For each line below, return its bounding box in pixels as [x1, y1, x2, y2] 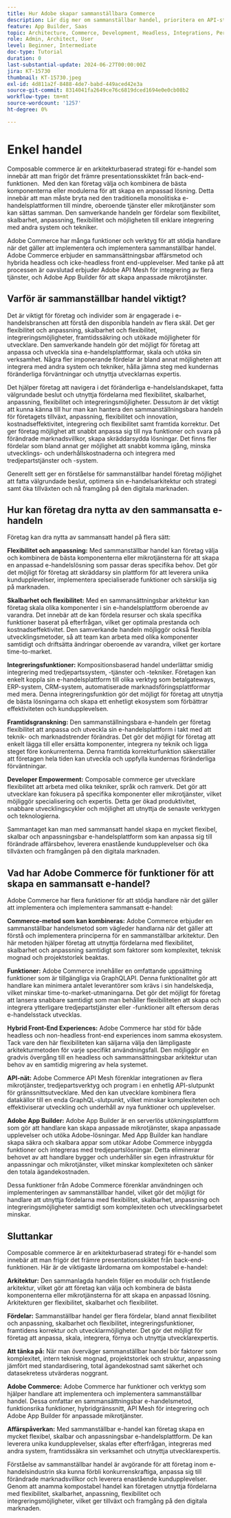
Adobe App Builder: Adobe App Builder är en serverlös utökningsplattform [7, 1117, 219, 1125]
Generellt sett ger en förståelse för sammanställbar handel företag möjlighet [7, 470, 222, 478]
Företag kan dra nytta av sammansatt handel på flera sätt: [7, 533, 170, 541]
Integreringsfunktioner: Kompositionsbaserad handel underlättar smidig [7, 661, 213, 669]
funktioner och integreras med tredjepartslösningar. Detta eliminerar [7, 1146, 200, 1154]
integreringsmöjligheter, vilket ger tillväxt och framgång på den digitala [7, 1497, 208, 1505]
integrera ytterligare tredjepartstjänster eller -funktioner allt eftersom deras [7, 1003, 220, 1012]
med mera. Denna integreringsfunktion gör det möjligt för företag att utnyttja [7, 690, 223, 699]
